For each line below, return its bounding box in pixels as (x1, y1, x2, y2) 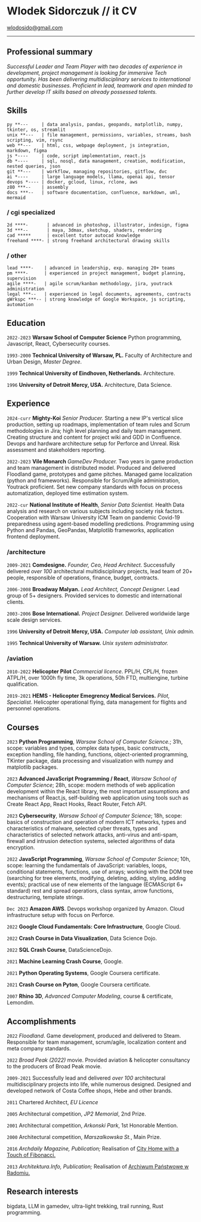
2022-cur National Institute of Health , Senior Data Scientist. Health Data (7, 501, 184, 508)
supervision (7, 276, 36, 282)
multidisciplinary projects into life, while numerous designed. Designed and (7, 1081, 191, 1087)
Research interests (7, 1187, 79, 1197)
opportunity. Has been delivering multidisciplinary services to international (7, 75, 191, 83)
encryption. (7, 844, 35, 851)
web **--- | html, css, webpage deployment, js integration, (7, 142, 170, 148)
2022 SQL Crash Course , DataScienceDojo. (7, 946, 113, 954)
